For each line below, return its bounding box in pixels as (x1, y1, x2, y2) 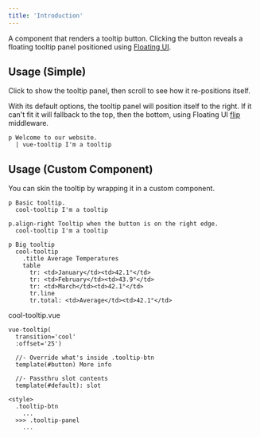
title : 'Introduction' (8, 11, 83, 20)
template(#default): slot (15, 381, 102, 390)
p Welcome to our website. (8, 134, 98, 142)
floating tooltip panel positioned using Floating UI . (8, 41, 172, 52)
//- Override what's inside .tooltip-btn (15, 354, 155, 362)
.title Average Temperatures (22, 255, 119, 263)
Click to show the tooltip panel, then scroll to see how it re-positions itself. (8, 86, 250, 96)
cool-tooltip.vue (8, 311, 61, 320)
